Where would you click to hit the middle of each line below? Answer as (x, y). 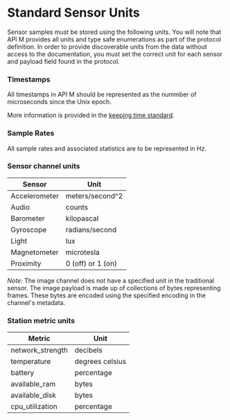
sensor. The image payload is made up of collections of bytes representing (114, 288)
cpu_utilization (34, 407)
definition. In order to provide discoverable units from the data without (107, 46)
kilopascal (82, 218)
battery (23, 373)
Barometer (28, 218)
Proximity (26, 263)
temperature (31, 362)
